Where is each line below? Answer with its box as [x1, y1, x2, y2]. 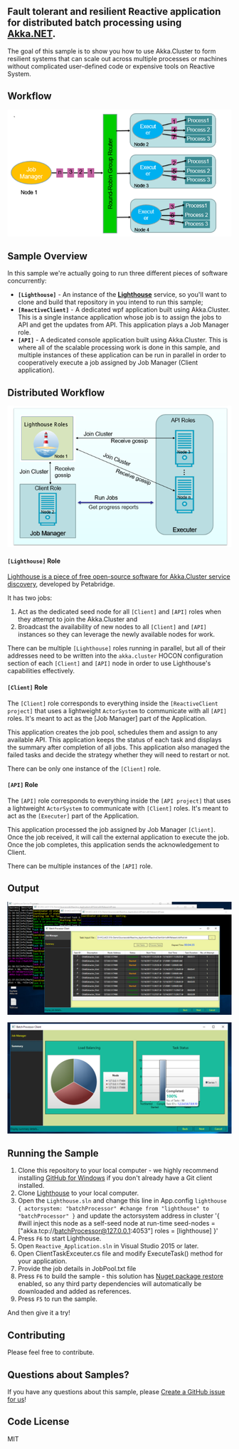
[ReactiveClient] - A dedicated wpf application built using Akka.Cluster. [17, 305, 230, 314]
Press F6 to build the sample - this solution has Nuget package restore [17, 1272, 224, 1280]
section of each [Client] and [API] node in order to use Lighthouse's [7, 659, 211, 668]
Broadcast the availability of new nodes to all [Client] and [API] [17, 623, 208, 631]
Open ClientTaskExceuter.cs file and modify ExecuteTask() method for [17, 1249, 223, 1258]
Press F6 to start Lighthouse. [17, 1234, 102, 1243]
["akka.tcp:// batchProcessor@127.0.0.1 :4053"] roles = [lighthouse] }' [17, 1227, 218, 1235]
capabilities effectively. [7, 667, 75, 675]
